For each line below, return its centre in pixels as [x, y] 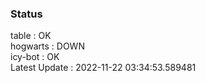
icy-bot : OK [35, 57]
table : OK [31, 36]
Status [26, 14]
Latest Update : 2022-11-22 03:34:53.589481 [103, 68]
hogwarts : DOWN [47, 46]
